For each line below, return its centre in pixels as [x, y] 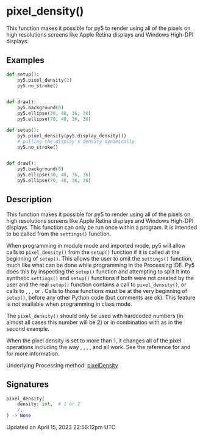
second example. [28, 328]
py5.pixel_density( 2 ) [45, 80]
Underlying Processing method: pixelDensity [62, 365]
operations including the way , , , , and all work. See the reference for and [98, 347]
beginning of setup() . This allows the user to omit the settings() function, [100, 258]
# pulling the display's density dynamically [76, 142]
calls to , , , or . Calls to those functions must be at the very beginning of [97, 291]
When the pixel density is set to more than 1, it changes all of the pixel [94, 341]
